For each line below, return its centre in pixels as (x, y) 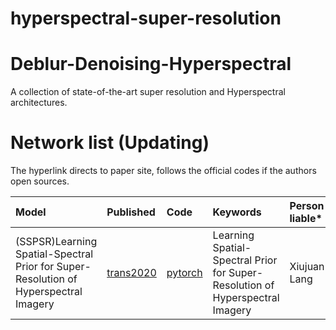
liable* (306, 219)
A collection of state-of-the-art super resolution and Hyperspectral (148, 92)
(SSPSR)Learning (56, 242)
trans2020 (131, 273)
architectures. (39, 103)
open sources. (40, 181)
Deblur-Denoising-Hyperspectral (151, 64)
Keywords (237, 212)
